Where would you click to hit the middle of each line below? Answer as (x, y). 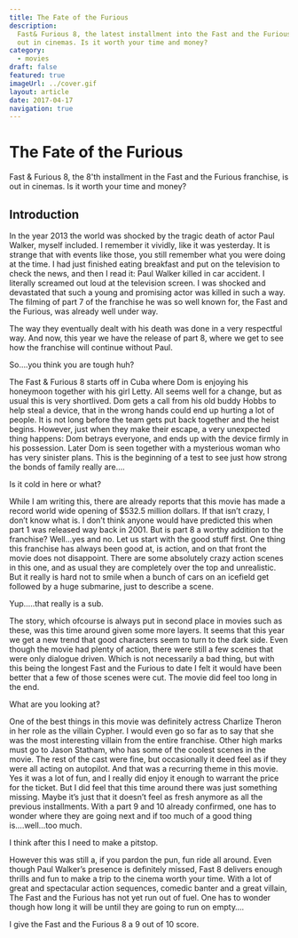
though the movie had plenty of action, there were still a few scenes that (141, 649)
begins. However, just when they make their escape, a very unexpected (140, 429)
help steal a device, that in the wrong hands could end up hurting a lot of (142, 410)
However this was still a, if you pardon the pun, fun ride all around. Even (141, 860)
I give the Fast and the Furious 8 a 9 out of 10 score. (104, 924)
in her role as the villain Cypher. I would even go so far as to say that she (142, 731)
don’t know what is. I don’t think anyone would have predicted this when (141, 520)
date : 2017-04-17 (41, 100)
